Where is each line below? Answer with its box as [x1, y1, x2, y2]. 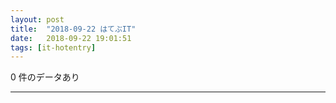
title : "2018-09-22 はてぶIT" [10, 24, 137, 34]
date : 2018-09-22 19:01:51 [10, 33, 132, 43]
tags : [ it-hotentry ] [10, 42, 97, 53]
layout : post [10, 14, 65, 25]
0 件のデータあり [10, 71, 80, 83]
